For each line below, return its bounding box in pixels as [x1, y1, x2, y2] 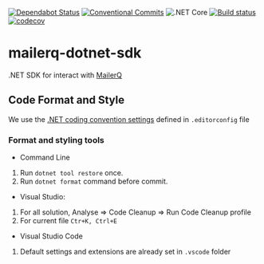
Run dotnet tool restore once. [19, 168, 124, 178]
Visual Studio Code [19, 231, 84, 241]
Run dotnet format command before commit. [19, 176, 168, 187]
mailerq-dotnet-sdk [8, 44, 142, 62]
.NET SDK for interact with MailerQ [8, 70, 122, 80]
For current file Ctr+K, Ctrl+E [19, 216, 118, 226]
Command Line [19, 152, 70, 163]
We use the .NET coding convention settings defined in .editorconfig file [8, 114, 250, 124]
